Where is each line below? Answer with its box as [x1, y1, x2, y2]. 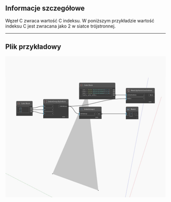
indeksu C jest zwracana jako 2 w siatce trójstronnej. [5, 23, 116, 29]
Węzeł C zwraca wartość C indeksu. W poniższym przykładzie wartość [5, 17, 154, 23]
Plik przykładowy [5, 43, 62, 51]
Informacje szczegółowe [5, 4, 85, 13]
